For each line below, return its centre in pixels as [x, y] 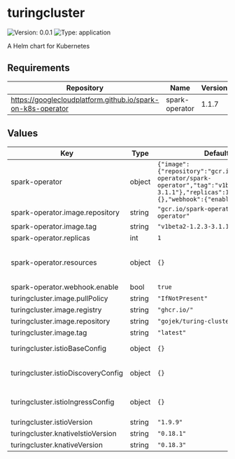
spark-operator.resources [54, 262]
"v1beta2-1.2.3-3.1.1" [195, 226]
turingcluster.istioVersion [52, 422]
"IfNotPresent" [183, 298]
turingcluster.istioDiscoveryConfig [67, 373]
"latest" [172, 332]
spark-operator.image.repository [65, 212]
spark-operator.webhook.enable [65, 287]
